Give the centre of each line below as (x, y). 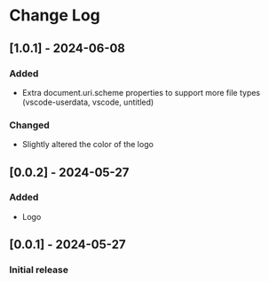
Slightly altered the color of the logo (87, 145)
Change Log (55, 16)
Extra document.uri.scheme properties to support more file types (141, 92)
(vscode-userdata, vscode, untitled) (88, 102)
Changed (30, 125)
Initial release (39, 270)
